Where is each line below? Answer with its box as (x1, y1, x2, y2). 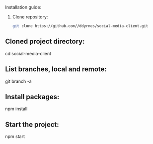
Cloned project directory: (5, 37, 85, 46)
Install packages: (5, 92, 60, 101)
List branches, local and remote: (5, 65, 107, 74)
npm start (5, 134, 25, 140)
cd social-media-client (5, 50, 51, 56)
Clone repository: (12, 14, 48, 19)
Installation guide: (5, 4, 42, 10)
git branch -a (5, 78, 32, 84)
